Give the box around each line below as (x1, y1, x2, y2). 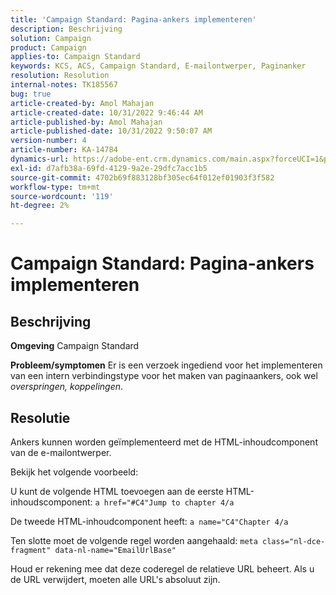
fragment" (10, 545, 52, 555)
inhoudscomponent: (10, 496, 93, 508)
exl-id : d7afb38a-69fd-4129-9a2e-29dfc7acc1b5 (10, 163, 208, 173)
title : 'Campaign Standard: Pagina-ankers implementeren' (10, 14, 257, 25)
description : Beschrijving (10, 24, 123, 34)
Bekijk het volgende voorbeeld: (10, 466, 139, 478)
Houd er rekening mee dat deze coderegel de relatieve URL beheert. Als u (10, 562, 315, 575)
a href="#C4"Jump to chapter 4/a (94, 497, 235, 508)
